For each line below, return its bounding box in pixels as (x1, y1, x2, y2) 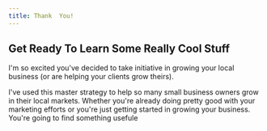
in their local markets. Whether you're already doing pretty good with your (8, 96, 256, 106)
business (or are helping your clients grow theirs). (8, 72, 174, 82)
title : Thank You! (8, 11, 74, 20)
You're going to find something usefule (8, 113, 138, 123)
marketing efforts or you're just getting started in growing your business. (8, 104, 251, 114)
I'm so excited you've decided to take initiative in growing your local (8, 63, 235, 73)
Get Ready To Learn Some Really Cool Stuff (8, 42, 231, 56)
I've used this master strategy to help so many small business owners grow (8, 87, 259, 97)
